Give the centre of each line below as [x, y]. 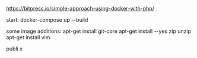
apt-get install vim [28, 37]
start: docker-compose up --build [47, 20]
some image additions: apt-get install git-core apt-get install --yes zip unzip [99, 31]
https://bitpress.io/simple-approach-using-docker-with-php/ [80, 8]
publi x [14, 49]
